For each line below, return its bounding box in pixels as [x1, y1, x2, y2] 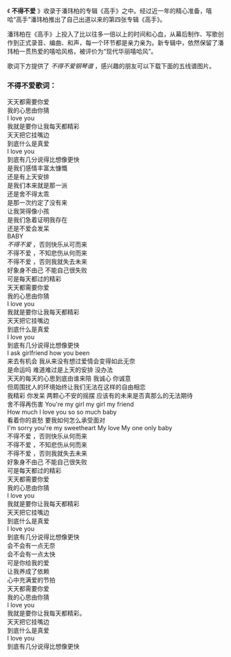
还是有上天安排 [7, 172, 49, 181]
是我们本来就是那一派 [7, 181, 67, 190]
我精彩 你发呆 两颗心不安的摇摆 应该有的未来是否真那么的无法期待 [7, 392, 193, 400]
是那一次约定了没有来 [7, 199, 67, 207]
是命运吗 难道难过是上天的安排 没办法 [7, 365, 113, 374]
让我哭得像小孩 [7, 207, 49, 216]
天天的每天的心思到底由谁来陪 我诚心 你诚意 [7, 374, 131, 383]
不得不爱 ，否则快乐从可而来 [7, 241, 87, 249]
